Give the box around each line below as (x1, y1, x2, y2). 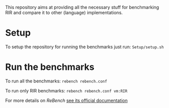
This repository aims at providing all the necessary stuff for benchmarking (5, 5, 159, 10)
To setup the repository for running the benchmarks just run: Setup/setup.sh (5, 44, 164, 50)
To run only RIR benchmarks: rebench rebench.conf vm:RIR (5, 87, 128, 93)
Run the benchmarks (5, 61, 95, 73)
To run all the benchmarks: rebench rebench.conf (5, 78, 107, 84)
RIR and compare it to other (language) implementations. (5, 10, 123, 16)
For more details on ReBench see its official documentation (5, 97, 128, 103)
